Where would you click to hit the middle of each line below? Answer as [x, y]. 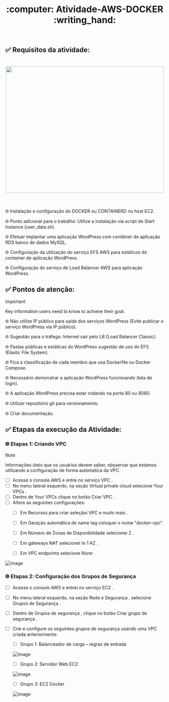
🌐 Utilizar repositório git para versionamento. [52, 404]
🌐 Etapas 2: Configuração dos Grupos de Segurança [71, 577]
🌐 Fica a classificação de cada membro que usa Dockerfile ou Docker [78, 362]
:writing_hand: [85, 20]
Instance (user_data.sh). [30, 227]
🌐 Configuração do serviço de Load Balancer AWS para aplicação [74, 268]
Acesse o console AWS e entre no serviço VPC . [63, 480]
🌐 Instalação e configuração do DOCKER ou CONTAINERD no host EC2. [80, 211]
